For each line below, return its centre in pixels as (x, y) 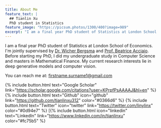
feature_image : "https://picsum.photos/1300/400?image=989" (67, 28)
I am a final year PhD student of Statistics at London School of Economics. (79, 46)
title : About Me (21, 9)
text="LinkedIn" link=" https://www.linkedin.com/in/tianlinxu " (65, 116)
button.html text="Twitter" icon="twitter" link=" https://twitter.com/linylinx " (79, 105)
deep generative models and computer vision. (51, 66)
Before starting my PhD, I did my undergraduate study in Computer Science (80, 56)
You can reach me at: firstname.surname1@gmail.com (59, 76)
